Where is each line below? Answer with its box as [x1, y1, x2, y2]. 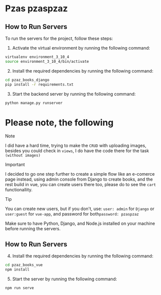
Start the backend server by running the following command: [12, 91, 136, 97]
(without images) [5, 153, 41, 158]
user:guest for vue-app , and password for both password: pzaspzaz [5, 211, 139, 217]
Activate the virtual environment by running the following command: [12, 45, 150, 51]
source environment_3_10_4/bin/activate [5, 59, 90, 64]
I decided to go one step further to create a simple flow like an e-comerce [5, 171, 155, 177]
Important [5, 161, 25, 167]
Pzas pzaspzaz [5, 3, 68, 14]
